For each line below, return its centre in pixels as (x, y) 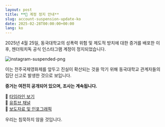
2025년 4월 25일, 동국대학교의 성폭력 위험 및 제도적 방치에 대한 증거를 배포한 (80, 43)
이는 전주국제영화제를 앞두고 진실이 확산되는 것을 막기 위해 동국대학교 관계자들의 (83, 69)
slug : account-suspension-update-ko (43, 19)
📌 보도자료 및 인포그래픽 (29, 109)
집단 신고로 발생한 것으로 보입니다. (38, 75)
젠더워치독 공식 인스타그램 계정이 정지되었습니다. (59, 49)
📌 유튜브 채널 (18, 103)
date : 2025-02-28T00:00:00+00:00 (40, 24)
